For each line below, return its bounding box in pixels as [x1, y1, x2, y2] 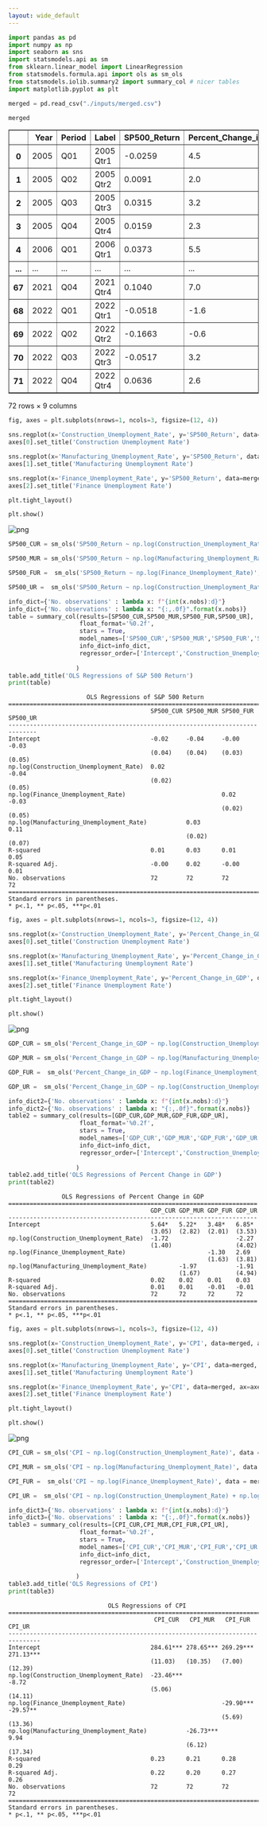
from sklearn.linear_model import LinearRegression [8, 63, 183, 72]
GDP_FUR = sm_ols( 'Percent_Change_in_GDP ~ [8, 1068, 158, 1076]
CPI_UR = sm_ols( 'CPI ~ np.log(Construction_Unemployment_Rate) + [8, 1492, 237, 1500]
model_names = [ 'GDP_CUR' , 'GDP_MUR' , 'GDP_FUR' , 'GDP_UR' [79, 1134, 261, 1142]
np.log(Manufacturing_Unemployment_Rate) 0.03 [8, 818, 201, 827]
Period [60, 132, 87, 143]
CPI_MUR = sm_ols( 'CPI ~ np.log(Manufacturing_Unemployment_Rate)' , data [8, 1463, 258, 1471]
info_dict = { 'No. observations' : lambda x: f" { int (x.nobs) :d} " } [8, 597, 226, 605]
